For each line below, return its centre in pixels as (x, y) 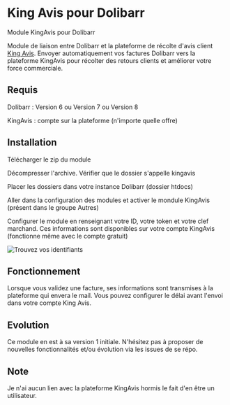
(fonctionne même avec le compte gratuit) (68, 236)
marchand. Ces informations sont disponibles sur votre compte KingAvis (111, 228)
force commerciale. (35, 68)
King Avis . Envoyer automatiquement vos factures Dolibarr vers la (101, 53)
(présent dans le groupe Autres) (53, 207)
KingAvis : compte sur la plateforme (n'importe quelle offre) (92, 120)
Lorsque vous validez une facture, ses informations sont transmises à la (110, 288)
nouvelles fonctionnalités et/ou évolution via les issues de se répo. (102, 349)
